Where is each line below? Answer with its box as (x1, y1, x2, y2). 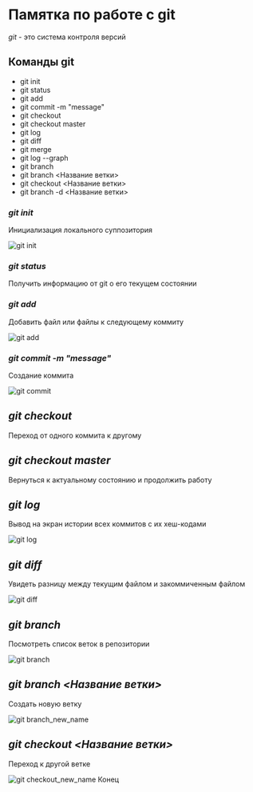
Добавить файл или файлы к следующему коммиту (8, 317, 184, 326)
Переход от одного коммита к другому (8, 430, 142, 440)
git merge (19, 144, 52, 154)
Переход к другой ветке (8, 758, 91, 769)
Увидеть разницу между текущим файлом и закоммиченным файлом (8, 579, 246, 589)
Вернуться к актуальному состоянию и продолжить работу (8, 474, 212, 485)
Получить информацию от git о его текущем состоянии (8, 278, 197, 289)
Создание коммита (8, 370, 74, 380)
